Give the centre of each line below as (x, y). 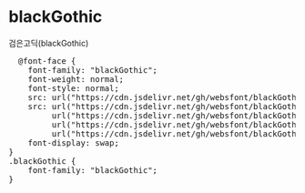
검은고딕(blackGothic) (49, 43)
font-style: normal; (73, 88)
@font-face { (47, 61)
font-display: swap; (73, 142)
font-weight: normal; (76, 79)
